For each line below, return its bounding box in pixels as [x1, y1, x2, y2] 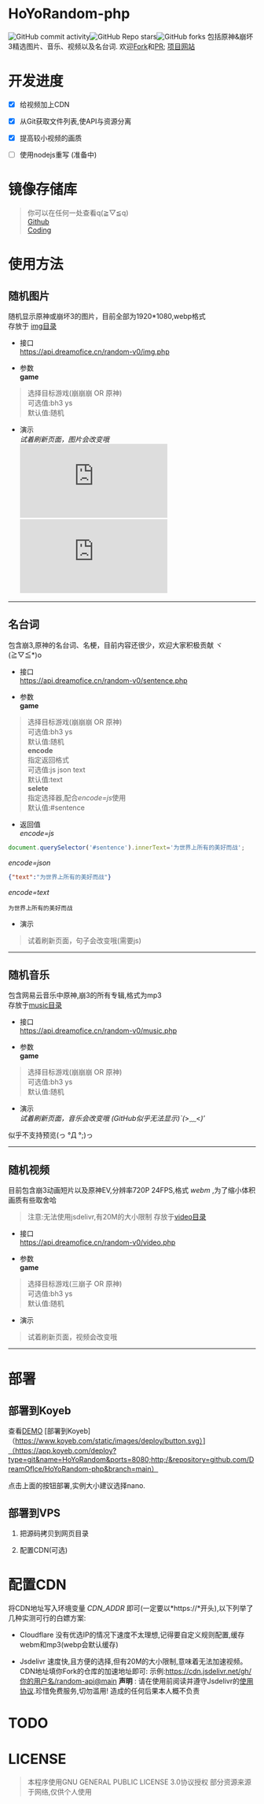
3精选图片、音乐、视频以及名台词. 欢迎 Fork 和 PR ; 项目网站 [8, 41, 196, 51]
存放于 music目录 [8, 1000, 63, 1010]
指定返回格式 [27, 755, 69, 764]
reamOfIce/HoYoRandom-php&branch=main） [8, 1464, 159, 1474]
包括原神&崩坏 [207, 32, 254, 41]
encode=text [8, 887, 49, 896]
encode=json [8, 858, 51, 867]
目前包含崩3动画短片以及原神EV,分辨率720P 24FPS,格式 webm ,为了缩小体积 [8, 1186, 256, 1195]
